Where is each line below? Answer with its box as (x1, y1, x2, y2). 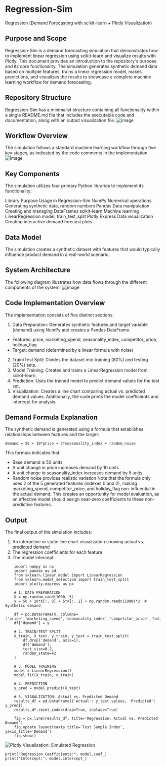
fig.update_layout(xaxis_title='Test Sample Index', (14, 725, 125, 730)
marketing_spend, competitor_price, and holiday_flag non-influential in (12, 486, 156, 492)
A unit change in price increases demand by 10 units (12, 465, 119, 471)
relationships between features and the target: (5, 432, 100, 438)
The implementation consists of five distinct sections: (5, 312, 114, 318)
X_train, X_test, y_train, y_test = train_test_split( (14, 634, 129, 638)
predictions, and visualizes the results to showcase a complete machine (5, 73, 152, 80)
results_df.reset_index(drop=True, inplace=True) (14, 707, 119, 712)
